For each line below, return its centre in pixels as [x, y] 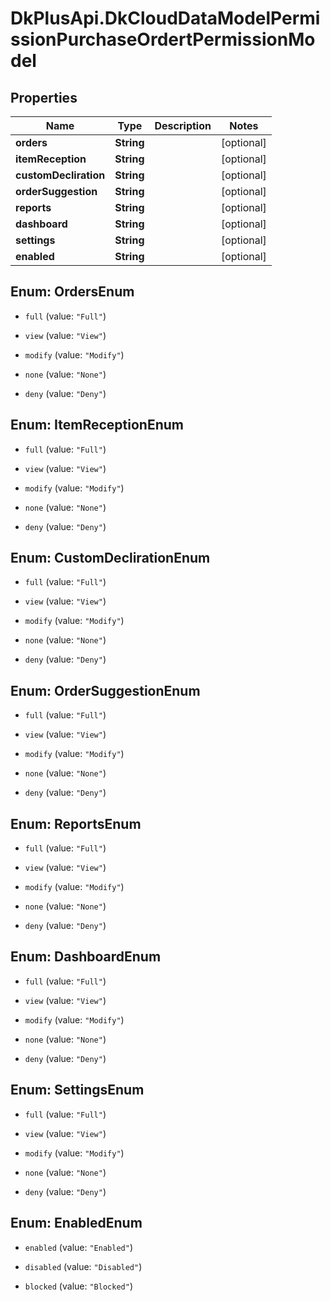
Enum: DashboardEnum [86, 957]
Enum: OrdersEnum [72, 292]
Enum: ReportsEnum [76, 823]
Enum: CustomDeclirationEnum [110, 558]
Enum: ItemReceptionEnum [97, 425]
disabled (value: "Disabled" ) [83, 1266]
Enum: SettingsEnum [77, 1090]
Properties [44, 97]
